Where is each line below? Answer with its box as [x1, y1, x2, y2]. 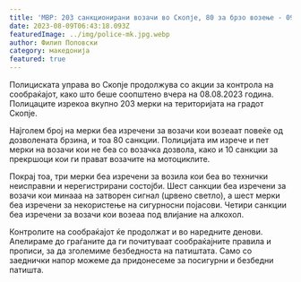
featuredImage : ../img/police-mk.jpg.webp [9, 30, 170, 38]
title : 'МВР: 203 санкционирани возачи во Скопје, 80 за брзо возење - [9, 13, 282, 22]
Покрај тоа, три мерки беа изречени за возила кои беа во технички [9, 171, 269, 182]
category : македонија [9, 47, 90, 56]
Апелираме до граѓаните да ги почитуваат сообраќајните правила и [9, 236, 271, 246]
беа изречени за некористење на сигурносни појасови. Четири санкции [9, 200, 287, 210]
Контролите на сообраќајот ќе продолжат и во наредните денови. [9, 226, 263, 237]
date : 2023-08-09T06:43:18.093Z [9, 21, 130, 30]
